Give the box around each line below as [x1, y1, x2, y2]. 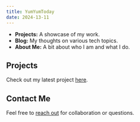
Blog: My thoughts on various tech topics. [14, 37, 118, 44]
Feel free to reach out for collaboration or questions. [6, 110, 135, 117]
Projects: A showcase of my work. [14, 30, 100, 37]
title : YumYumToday [6, 8, 55, 15]
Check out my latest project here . [6, 76, 88, 83]
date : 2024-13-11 [6, 14, 49, 20]
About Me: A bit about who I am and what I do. [14, 43, 130, 51]
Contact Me [6, 93, 51, 104]
